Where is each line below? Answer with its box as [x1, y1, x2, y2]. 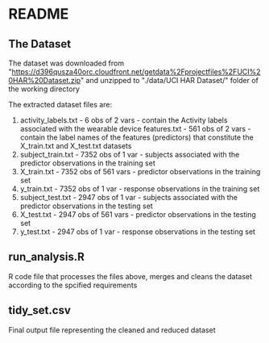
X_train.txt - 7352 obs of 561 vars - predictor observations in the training [19, 167, 261, 176]
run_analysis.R [8, 250, 85, 264]
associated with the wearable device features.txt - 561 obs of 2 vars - [19, 124, 251, 133]
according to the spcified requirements [8, 280, 138, 290]
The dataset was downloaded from [8, 58, 125, 68]
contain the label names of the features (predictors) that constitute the [19, 132, 254, 142]
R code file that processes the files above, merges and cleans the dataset [8, 271, 252, 281]
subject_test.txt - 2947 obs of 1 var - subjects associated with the [19, 193, 238, 202]
